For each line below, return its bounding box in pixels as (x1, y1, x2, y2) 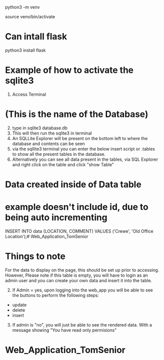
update (12, 302, 27, 308)
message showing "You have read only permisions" (12, 327, 117, 333)
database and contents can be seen (12, 141, 85, 146)
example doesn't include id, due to (5, 202, 149, 213)
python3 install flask (5, 47, 46, 53)
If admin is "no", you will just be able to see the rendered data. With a (12, 322, 152, 327)
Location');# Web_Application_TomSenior (5, 233, 88, 239)
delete (12, 307, 26, 313)
